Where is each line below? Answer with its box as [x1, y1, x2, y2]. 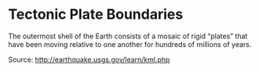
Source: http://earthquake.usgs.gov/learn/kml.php [8, 55, 170, 64]
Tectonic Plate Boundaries [8, 5, 184, 23]
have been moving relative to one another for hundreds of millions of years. [8, 39, 252, 49]
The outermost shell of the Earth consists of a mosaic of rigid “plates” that [8, 31, 248, 41]
